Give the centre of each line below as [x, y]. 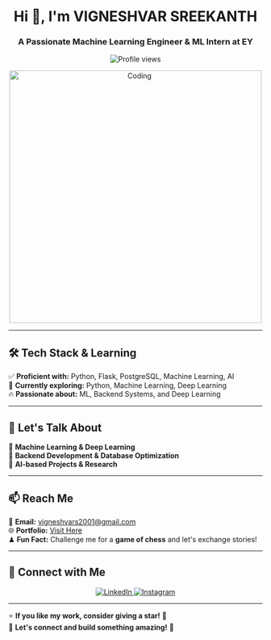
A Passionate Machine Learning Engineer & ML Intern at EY [135, 42]
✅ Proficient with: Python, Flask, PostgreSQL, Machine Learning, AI [121, 377]
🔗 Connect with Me [57, 573]
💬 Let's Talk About [55, 427]
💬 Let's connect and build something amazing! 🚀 [92, 627]
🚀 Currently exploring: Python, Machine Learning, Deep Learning [118, 385]
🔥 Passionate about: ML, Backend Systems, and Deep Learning [115, 394]
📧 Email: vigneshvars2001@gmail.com [72, 521]
